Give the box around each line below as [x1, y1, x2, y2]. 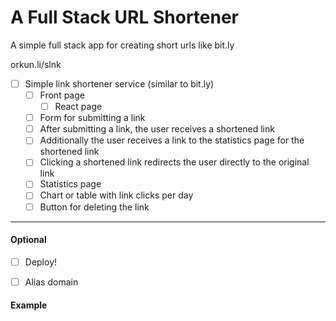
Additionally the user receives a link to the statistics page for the [39, 134, 305, 146]
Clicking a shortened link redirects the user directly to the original [39, 156, 310, 168]
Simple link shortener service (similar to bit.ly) [24, 77, 215, 90]
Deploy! [24, 256, 58, 268]
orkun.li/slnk [10, 58, 62, 70]
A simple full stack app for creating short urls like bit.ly [10, 39, 235, 51]
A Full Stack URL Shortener [10, 6, 239, 29]
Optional [10, 234, 47, 246]
